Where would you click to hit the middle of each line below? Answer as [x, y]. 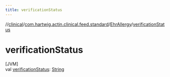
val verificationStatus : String [35, 69]
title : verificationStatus [34, 10]
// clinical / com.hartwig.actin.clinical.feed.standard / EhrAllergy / [69, 24]
